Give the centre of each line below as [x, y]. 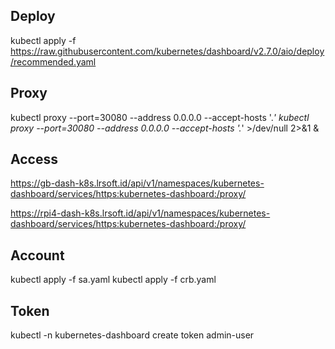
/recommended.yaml [53, 61]
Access [34, 159]
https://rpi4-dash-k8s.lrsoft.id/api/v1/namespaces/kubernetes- [140, 213]
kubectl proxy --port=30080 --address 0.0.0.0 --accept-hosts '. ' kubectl [160, 117]
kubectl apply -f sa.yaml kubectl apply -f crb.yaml [113, 280]
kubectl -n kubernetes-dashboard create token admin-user [132, 335]
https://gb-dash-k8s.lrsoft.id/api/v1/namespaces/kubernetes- [137, 183]
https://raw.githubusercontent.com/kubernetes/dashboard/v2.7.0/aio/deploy [167, 51]
